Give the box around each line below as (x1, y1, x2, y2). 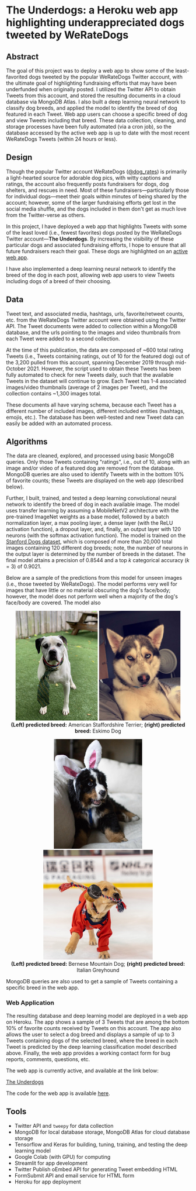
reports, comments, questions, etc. (6, 1055, 90, 1062)
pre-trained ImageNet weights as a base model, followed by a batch (6, 513, 169, 521)
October (6, 365, 26, 372)
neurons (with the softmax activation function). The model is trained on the (6, 532, 186, 539)
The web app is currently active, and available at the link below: (6, 1067, 159, 1074)
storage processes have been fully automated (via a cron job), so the (6, 123, 172, 130)
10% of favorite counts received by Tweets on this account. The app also (6, 1024, 181, 1031)
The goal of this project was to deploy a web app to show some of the (6, 67, 174, 74)
